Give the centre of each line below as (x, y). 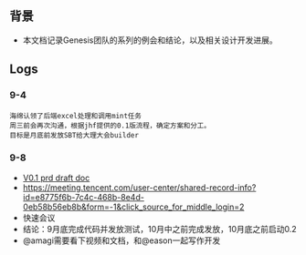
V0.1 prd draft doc (56, 178)
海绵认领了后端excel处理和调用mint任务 (75, 116)
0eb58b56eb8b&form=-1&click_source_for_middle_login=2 (133, 207)
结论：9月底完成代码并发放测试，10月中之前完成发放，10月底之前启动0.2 (159, 229)
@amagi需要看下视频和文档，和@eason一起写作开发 (121, 240)
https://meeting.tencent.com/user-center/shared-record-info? (139, 187)
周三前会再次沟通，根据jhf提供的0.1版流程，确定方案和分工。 (111, 126)
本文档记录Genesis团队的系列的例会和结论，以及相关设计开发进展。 (150, 40)
